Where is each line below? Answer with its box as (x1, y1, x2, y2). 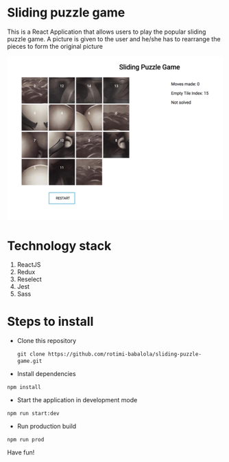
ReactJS (16, 261, 41, 269)
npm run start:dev (7, 410, 60, 417)
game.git (16, 357, 43, 365)
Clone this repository (16, 337, 77, 345)
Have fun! (7, 448, 35, 456)
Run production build (16, 422, 77, 430)
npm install (7, 384, 41, 391)
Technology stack (7, 238, 112, 254)
